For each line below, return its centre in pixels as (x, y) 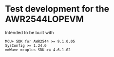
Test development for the (57, 9)
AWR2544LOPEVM (45, 19)
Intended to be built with (29, 32)
